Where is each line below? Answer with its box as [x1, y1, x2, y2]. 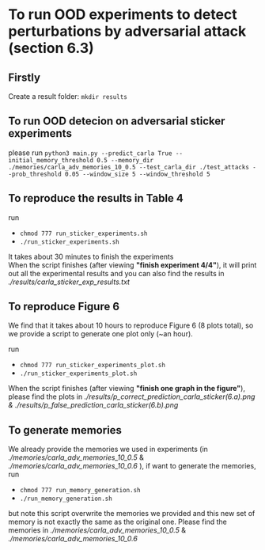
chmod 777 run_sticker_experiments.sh [19, 229, 148, 237]
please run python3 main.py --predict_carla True [8, 148, 172, 157]
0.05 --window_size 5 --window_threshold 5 [64, 170, 211, 178]
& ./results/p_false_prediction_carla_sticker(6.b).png [8, 400, 179, 410]
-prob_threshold [8, 170, 62, 178]
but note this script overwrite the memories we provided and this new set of [8, 509, 256, 518]
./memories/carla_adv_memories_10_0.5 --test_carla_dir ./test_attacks [8, 163, 249, 171]
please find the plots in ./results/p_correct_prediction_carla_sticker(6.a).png [8, 392, 256, 401]
